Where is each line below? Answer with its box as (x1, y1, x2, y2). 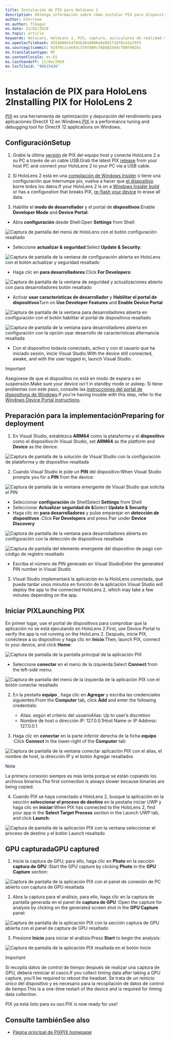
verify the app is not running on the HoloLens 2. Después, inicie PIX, (5, 631, 148, 637)
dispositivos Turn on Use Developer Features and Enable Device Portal (12, 299, 163, 305)
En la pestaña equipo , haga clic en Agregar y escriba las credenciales (12, 691, 160, 697)
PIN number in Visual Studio (12, 566, 71, 572)
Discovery (12, 520, 35, 526)
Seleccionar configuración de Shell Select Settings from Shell (12, 499, 142, 505)
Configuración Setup (5, 139, 71, 147)
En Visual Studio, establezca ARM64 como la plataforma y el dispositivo (12, 433, 164, 439)
